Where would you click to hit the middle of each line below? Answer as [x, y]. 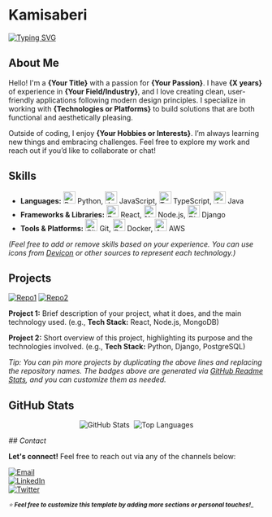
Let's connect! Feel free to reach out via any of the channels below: [122, 457]
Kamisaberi [48, 15]
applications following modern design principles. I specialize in [141, 100]
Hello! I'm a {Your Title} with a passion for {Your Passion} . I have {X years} [135, 82]
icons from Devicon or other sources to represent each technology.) [122, 252]
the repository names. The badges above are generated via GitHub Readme [136, 371]
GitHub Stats [41, 405]
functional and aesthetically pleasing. [71, 117]
